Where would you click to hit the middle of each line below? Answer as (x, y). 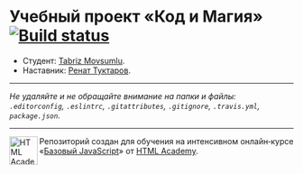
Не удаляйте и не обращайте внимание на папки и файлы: (123, 96)
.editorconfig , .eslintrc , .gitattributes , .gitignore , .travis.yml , (134, 105)
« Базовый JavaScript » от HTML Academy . (119, 151)
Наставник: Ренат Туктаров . (76, 70)
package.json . (35, 115)
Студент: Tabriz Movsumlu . (73, 60)
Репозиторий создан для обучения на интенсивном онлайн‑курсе (166, 141)
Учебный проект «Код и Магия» (136, 17)
